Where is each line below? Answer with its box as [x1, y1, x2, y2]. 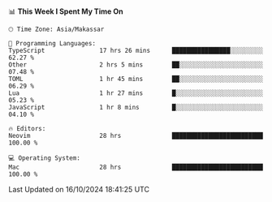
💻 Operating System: [8, 154, 81, 162]
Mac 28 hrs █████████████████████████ [8, 163, 264, 171]
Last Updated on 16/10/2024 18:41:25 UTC [8, 185, 150, 194]
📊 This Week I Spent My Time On [8, 6, 123, 16]
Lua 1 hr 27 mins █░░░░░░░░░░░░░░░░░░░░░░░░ [8, 89, 264, 97]
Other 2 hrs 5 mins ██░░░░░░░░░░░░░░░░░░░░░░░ [8, 61, 264, 69]
